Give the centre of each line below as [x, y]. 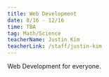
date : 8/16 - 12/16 [36, 20]
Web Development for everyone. [54, 66]
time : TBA [22, 27]
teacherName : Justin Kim [44, 40]
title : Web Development [42, 14]
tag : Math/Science [34, 33]
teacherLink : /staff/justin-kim [54, 46]
